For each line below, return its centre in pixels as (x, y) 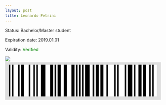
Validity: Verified (22, 49)
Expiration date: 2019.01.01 (32, 40)
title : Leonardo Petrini (31, 16)
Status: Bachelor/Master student (38, 30)
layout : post (19, 10)
